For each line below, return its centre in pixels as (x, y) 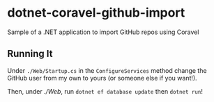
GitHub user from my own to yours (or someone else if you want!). (102, 78)
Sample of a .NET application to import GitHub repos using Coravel (103, 32)
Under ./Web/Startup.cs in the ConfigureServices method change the (107, 70)
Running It (30, 54)
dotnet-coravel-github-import (96, 13)
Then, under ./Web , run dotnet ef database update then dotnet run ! (105, 91)
